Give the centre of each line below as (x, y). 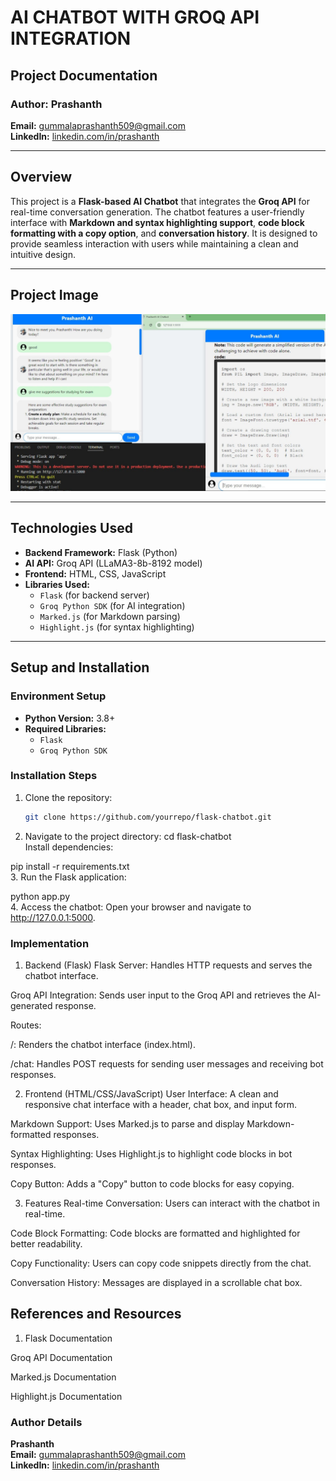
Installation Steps (54, 776)
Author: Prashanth (56, 104)
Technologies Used (71, 528)
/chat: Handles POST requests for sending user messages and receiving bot (167, 1063)
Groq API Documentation (61, 1357)
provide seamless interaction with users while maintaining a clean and (154, 243)
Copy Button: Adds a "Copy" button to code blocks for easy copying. (152, 1183)
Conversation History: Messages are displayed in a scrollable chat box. (156, 1282)
